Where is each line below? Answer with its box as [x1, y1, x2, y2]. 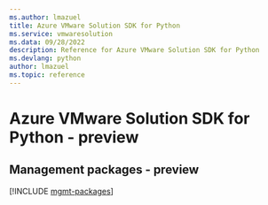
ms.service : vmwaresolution [9, 29, 114, 38]
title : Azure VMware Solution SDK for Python [9, 21, 180, 30]
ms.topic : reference [9, 71, 86, 80]
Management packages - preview [9, 163, 200, 178]
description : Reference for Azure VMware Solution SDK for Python [9, 46, 260, 55]
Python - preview [9, 127, 139, 147]
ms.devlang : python [9, 54, 82, 63]
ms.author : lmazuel [9, 12, 82, 22]
